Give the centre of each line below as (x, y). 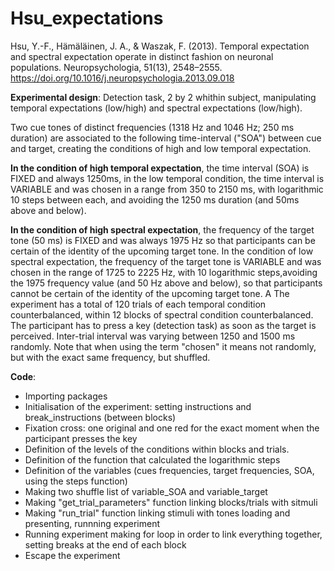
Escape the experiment (72, 555)
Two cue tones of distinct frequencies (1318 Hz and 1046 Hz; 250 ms (152, 127)
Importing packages (66, 396)
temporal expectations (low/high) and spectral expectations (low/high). (156, 108)
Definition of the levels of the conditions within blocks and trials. (157, 449)
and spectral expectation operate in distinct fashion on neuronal (142, 56)
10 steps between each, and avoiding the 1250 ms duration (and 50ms (155, 199)
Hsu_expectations (87, 18)
